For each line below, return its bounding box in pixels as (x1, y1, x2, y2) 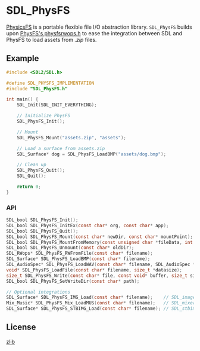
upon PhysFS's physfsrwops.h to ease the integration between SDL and (6, 29, 183, 36)
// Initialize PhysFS (17, 113, 70, 119)
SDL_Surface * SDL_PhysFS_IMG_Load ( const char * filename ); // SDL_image (6, 294, 196, 301)
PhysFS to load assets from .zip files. (6, 36, 97, 43)
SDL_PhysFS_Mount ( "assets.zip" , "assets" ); (17, 135, 127, 141)
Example (6, 53, 39, 63)
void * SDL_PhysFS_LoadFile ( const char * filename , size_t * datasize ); (6, 267, 183, 273)
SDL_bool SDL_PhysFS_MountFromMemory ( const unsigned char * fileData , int (6, 239, 193, 245)
